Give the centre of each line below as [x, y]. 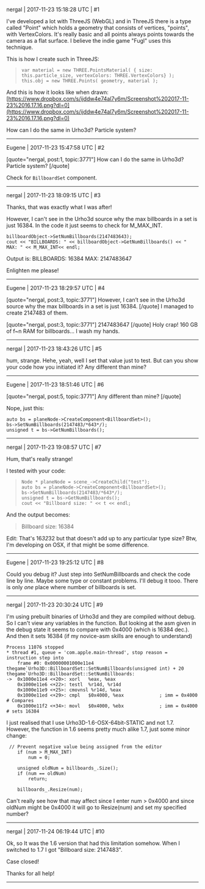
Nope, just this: [25, 408]
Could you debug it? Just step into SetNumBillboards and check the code [99, 574]
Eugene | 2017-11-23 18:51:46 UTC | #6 [55, 384]
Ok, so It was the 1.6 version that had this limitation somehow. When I [93, 843]
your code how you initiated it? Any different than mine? [76, 367]
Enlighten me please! [33, 270]
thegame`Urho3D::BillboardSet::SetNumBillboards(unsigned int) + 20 [95, 669]
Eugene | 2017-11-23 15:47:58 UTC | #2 [56, 147]
